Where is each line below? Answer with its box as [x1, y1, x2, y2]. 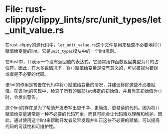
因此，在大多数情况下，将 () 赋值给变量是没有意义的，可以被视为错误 [18, 65, 159, 71]
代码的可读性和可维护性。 [5, 123, 58, 129]
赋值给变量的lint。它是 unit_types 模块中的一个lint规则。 [5, 48, 119, 54]
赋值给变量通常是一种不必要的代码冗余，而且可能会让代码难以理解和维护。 [5, 111, 158, 117]
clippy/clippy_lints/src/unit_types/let [5, 14, 162, 25]
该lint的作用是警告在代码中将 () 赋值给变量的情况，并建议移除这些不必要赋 [5, 81, 156, 88]
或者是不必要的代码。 [5, 71, 49, 77]
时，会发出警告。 [5, 94, 40, 100]
